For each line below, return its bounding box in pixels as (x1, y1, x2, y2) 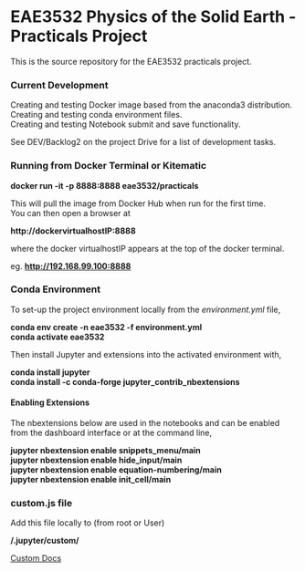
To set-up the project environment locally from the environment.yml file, (10, 304, 281, 315)
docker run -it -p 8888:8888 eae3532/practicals (10, 180, 199, 191)
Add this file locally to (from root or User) (10, 517, 165, 528)
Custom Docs (10, 553, 62, 564)
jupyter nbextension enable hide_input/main (10, 454, 183, 466)
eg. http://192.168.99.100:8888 (10, 260, 131, 271)
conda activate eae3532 (10, 331, 105, 342)
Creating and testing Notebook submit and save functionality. (10, 119, 241, 130)
